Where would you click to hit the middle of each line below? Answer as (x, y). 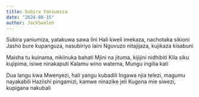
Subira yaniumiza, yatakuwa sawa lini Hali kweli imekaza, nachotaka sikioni (98, 40)
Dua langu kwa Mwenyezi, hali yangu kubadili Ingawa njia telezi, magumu (96, 76)
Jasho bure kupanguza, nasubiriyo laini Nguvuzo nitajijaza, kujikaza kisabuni (100, 46)
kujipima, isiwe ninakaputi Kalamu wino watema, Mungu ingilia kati (87, 64)
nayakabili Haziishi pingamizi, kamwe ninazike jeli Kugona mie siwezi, (91, 82)
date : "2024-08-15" (30, 17)
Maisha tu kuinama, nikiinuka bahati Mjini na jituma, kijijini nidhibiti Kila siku (98, 58)
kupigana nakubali (29, 88)
